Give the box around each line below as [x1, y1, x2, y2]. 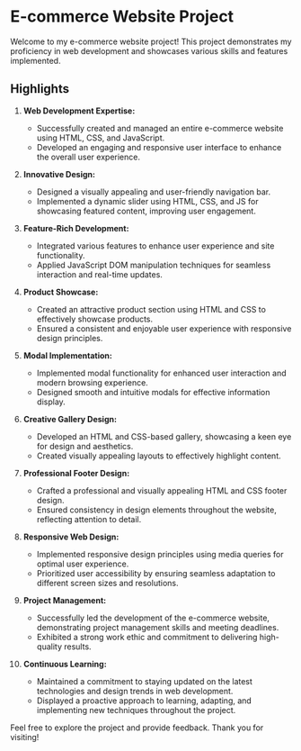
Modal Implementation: [22, 349, 113, 361]
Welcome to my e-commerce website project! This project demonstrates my [10, 36, 292, 47]
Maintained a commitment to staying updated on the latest [36, 675, 252, 686]
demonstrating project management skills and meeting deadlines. [36, 621, 279, 632]
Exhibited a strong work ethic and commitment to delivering [36, 631, 258, 642]
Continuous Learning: [22, 658, 107, 669]
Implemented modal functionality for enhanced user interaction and [36, 367, 287, 378]
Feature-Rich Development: [22, 222, 129, 233]
